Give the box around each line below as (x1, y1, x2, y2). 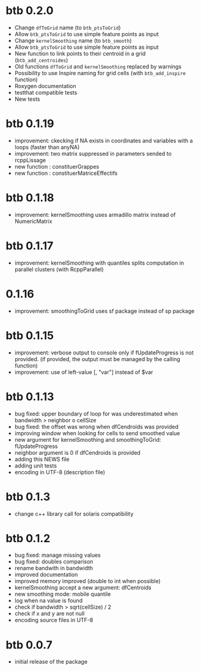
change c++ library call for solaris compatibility (14, 510, 134, 517)
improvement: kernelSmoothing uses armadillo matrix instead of (14, 211, 176, 218)
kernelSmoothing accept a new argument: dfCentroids (14, 584, 152, 592)
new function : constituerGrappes (14, 163, 100, 170)
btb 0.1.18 (5, 191, 54, 205)
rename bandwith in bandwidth (14, 565, 93, 572)
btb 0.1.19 (5, 117, 54, 131)
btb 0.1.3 (5, 490, 50, 504)
